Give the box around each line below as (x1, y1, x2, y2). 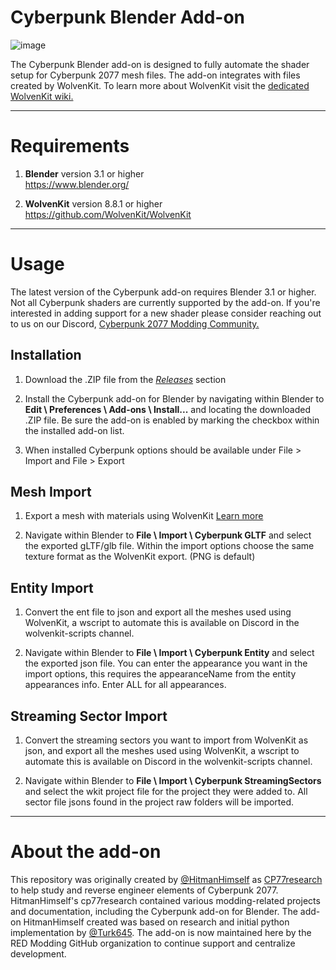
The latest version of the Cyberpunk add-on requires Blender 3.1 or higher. (10, 286, 317, 298)
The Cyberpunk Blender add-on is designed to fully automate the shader (10, 58, 310, 70)
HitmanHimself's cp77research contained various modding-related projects (10, 895, 321, 906)
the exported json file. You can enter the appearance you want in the (24, 657, 308, 670)
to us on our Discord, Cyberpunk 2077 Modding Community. (10, 317, 260, 330)
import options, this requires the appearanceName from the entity (24, 668, 297, 680)
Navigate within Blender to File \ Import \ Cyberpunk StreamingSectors (24, 775, 322, 787)
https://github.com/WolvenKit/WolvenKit (24, 208, 192, 220)
